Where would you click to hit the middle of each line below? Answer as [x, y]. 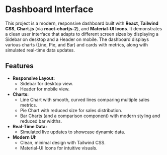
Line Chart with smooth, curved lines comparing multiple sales [85, 99]
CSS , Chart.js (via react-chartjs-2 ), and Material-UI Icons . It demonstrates [84, 28]
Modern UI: [24, 137]
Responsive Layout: [34, 78]
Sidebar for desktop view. [47, 83]
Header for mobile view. [45, 89]
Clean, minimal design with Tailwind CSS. [63, 142]
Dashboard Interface [49, 9]
